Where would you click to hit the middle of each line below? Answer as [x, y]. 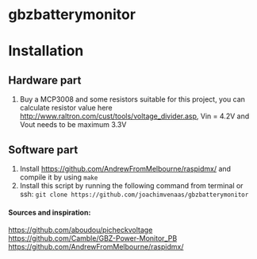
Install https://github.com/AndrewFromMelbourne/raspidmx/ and [125, 169]
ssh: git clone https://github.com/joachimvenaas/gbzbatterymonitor [134, 194]
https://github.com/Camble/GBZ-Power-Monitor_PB [93, 238]
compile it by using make [59, 177]
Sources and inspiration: [50, 212]
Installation [46, 51]
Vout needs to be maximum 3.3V [73, 125]
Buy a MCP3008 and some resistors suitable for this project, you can [132, 99]
